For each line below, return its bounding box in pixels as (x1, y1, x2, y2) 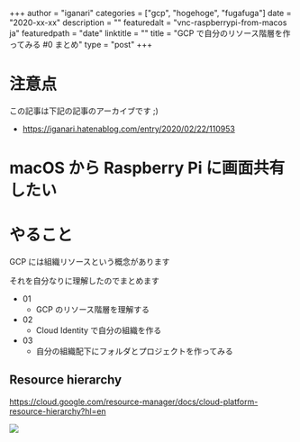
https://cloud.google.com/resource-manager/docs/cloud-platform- (9, 396, 259, 407)
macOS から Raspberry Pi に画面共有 (9, 158, 286, 178)
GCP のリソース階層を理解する (35, 304, 150, 315)
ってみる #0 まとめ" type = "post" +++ (9, 40, 153, 50)
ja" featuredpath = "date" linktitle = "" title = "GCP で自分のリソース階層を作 (9, 28, 291, 39)
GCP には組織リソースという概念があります (9, 257, 170, 267)
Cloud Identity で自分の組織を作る (35, 325, 162, 336)
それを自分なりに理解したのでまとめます (9, 275, 159, 286)
